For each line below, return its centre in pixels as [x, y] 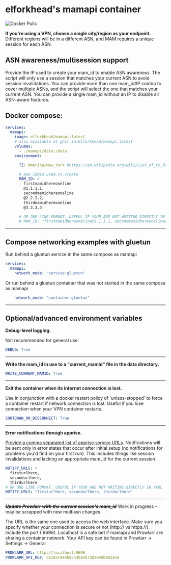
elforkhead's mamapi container [73, 9]
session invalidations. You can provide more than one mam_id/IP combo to [83, 83]
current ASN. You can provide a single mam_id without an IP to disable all [82, 94]
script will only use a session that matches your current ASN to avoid [77, 78]
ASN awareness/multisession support [67, 60]
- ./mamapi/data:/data [43, 151]
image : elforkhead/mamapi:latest [50, 137]
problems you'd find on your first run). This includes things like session [80, 454]
